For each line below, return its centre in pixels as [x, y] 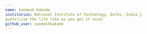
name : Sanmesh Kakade [28, 10]
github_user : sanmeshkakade [34, 24]
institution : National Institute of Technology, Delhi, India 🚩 [73, 14]
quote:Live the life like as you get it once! [54, 19]
